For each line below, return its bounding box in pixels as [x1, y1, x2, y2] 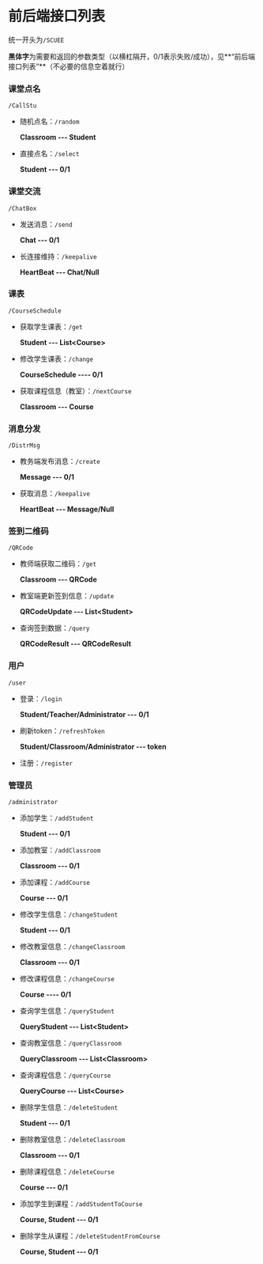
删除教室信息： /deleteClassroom [19, 1135, 126, 1144]
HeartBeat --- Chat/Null [19, 267, 100, 277]
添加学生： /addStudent [19, 813, 94, 823]
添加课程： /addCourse [19, 878, 91, 887]
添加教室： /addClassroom [19, 845, 101, 855]
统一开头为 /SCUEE [8, 35, 65, 44]
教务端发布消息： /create [19, 457, 100, 466]
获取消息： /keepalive [19, 488, 91, 499]
